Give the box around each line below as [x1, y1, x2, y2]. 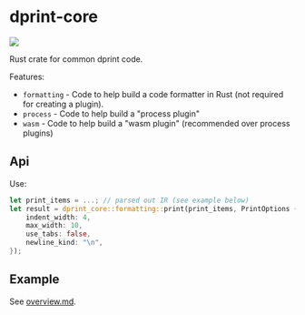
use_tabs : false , [25, 229, 92, 239]
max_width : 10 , [25, 221, 84, 230]
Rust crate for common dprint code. [9, 53, 143, 65]
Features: [9, 71, 45, 82]
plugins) [22, 127, 54, 138]
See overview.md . [9, 296, 77, 307]
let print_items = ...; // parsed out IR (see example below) [9, 196, 250, 205]
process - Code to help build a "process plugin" [22, 107, 200, 119]
